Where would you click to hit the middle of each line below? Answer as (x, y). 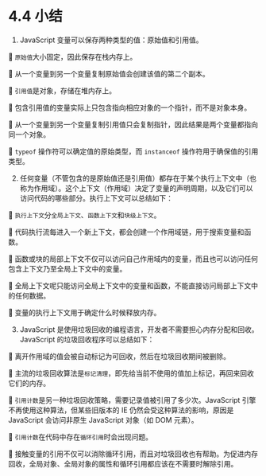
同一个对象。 (29, 134)
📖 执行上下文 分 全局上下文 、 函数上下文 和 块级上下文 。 (85, 215)
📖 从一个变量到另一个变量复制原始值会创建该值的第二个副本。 (109, 73)
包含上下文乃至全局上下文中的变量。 (67, 268)
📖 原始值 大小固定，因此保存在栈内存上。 (73, 57)
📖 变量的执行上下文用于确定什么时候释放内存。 (85, 312)
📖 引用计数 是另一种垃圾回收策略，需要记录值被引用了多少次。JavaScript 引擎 (132, 400)
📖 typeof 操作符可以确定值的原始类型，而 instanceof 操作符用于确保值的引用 (133, 151)
